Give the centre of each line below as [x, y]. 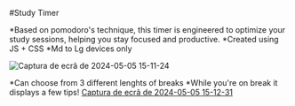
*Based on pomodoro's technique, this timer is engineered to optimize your [147, 30]
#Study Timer [34, 13]
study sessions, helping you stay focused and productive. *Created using [144, 39]
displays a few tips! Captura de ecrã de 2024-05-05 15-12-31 [121, 92]
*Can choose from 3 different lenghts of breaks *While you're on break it [144, 83]
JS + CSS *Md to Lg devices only [71, 49]
